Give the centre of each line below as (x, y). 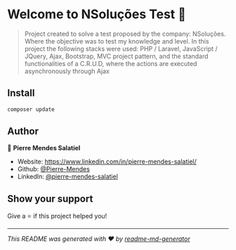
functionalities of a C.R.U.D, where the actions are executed (111, 63)
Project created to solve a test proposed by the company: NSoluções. (125, 34)
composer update (31, 109)
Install (21, 93)
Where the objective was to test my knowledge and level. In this (117, 41)
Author (23, 132)
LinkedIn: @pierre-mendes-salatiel (67, 177)
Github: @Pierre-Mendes (53, 169)
